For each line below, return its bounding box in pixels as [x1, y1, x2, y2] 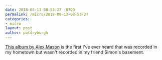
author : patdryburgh [5, 30, 49, 35]
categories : [5, 16, 30, 21]
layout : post [5, 26, 33, 31]
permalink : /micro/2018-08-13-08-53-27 [5, 12, 89, 17]
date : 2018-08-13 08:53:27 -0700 [5, 7, 75, 12]
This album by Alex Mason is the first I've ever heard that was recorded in [5, 44, 157, 50]
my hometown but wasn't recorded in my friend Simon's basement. [5, 49, 144, 55]
